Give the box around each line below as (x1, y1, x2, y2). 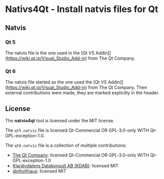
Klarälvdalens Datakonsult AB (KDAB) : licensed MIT (12, 162, 119, 168)
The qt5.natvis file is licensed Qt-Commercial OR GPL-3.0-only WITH (5, 127, 149, 133)
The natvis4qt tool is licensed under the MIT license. (5, 117, 115, 123)
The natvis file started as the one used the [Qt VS (5, 79, 107, 85)
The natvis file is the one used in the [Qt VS (5, 50, 95, 56)
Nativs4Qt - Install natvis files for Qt (5, 4, 158, 15)
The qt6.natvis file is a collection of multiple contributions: (5, 142, 127, 148)
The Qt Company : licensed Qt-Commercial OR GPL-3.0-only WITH (12, 152, 149, 158)
